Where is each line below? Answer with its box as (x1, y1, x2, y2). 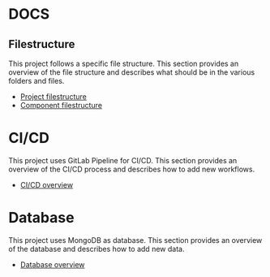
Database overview (19, 259, 85, 269)
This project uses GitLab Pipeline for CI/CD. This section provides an (8, 155, 238, 165)
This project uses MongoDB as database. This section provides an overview (8, 235, 263, 245)
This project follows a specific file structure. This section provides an (8, 58, 239, 68)
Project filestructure (19, 92, 87, 102)
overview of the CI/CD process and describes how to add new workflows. (8, 164, 255, 174)
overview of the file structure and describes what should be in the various (8, 67, 255, 77)
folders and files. (8, 76, 65, 85)
